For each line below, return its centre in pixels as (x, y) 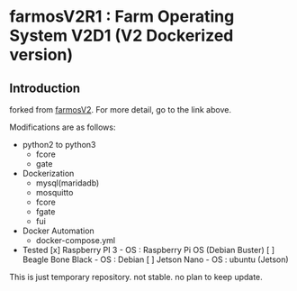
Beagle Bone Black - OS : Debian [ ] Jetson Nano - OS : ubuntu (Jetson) (156, 259)
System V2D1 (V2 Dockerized (121, 36)
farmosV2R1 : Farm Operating (122, 17)
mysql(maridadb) (67, 183)
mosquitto (54, 192)
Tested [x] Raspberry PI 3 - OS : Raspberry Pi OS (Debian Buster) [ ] (148, 250)
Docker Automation (58, 231)
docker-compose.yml (75, 240)
